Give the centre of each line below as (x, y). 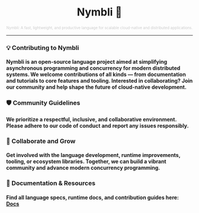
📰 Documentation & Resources (51, 183)
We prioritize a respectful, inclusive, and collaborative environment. (92, 119)
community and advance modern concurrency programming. (83, 168)
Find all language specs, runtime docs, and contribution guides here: (93, 198)
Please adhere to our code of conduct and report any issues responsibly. (97, 126)
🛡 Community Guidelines (43, 103)
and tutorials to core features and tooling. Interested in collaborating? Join (99, 81)
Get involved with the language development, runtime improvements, (93, 155)
